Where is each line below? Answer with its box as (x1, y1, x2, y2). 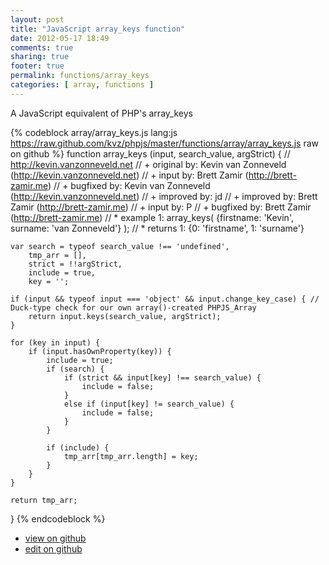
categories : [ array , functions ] (10, 80, 155, 90)
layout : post (10, 14, 65, 25)
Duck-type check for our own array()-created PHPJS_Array (10, 302, 257, 313)
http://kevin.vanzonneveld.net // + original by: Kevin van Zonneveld (10, 158, 287, 170)
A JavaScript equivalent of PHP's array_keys (10, 107, 193, 119)
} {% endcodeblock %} (10, 512, 106, 525)
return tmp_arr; (10, 495, 78, 505)
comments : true (10, 42, 74, 53)
